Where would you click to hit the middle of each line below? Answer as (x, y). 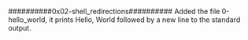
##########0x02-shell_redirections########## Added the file (114, 11)
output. (20, 28)
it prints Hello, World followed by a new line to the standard (145, 20)
